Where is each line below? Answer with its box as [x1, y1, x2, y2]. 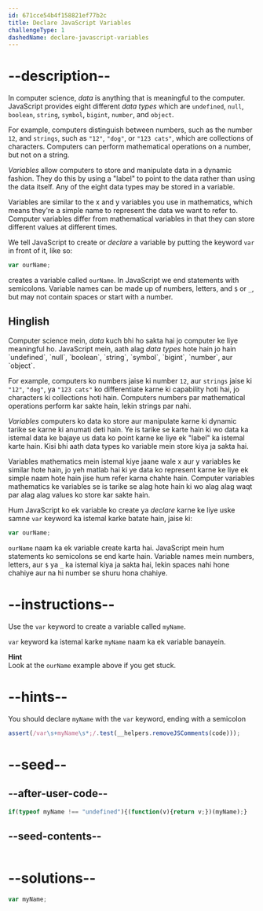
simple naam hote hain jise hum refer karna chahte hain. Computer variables [8, 473, 255, 483]
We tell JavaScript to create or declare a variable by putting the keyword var [8, 237, 255, 248]
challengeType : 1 [8, 26, 65, 34]
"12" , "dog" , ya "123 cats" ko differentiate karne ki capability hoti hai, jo [8, 384, 239, 394]
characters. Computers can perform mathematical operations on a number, [8, 142, 251, 152]
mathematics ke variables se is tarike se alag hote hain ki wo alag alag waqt [8, 481, 253, 491]
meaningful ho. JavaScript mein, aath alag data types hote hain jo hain [8, 343, 237, 354]
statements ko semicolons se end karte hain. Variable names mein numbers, [8, 551, 255, 560]
